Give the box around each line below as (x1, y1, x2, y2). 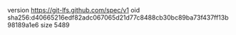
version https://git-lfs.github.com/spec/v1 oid (7, 6, 140, 14)
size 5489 (40, 21, 70, 29)
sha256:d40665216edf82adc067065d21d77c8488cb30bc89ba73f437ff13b (7, 13, 230, 22)
